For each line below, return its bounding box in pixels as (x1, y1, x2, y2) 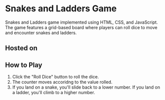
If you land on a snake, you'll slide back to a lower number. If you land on (12, 84, 160, 90)
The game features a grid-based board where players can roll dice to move (5, 24, 158, 30)
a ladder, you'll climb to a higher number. (12, 90, 95, 96)
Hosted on (5, 44, 38, 52)
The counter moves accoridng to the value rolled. (12, 79, 112, 85)
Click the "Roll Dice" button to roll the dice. (12, 74, 99, 80)
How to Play (5, 61, 43, 69)
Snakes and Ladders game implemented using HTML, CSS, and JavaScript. (5, 19, 158, 25)
